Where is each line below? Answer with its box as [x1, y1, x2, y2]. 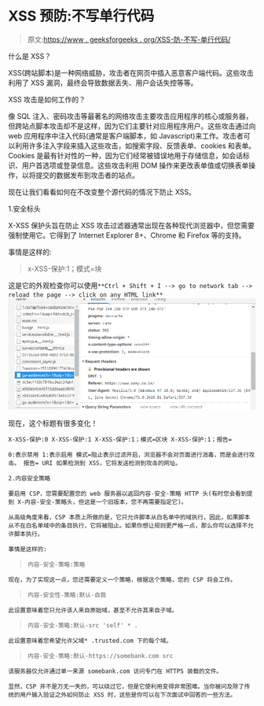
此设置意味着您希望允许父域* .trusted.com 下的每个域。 [8, 637, 173, 645]
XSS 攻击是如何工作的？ [8, 94, 86, 104]
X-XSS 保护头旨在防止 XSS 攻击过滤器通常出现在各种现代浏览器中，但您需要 [8, 220, 255, 230]
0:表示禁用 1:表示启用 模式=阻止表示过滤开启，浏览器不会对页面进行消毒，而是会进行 [8, 451, 250, 459]
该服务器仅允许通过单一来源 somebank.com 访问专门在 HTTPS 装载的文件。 [8, 667, 222, 675]
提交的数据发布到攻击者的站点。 [35, 170, 139, 179]
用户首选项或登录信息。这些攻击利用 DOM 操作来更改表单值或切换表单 [21, 161, 249, 170]
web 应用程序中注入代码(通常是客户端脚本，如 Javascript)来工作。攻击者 [8, 131, 244, 140]
